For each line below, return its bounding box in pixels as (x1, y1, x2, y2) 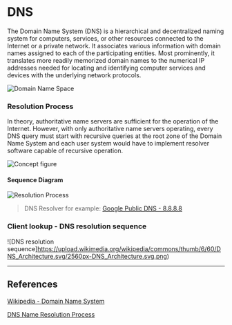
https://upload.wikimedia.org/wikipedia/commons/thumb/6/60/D (37, 244, 221, 253)
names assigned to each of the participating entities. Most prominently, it (7, 49, 215, 57)
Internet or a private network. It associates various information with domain (7, 41, 221, 50)
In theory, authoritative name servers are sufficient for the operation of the (7, 117, 219, 126)
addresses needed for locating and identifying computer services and (7, 63, 206, 72)
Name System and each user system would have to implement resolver (7, 139, 209, 148)
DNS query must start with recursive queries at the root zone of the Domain (7, 132, 222, 140)
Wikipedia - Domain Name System (7, 297, 105, 305)
